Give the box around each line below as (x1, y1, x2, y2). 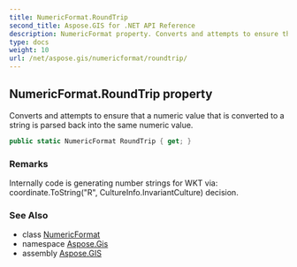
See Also (9, 209, 49, 221)
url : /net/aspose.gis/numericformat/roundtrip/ (9, 54, 188, 63)
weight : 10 (9, 46, 49, 55)
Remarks (9, 157, 49, 170)
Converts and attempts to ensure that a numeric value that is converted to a (9, 110, 285, 120)
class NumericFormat (21, 229, 101, 240)
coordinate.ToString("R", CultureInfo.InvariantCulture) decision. (9, 187, 239, 197)
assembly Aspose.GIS (21, 248, 102, 259)
